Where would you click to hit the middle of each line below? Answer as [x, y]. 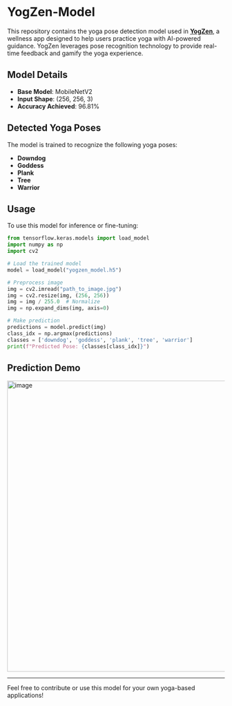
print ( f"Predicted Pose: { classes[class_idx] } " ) [78, 346]
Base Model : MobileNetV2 [55, 91]
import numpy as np [35, 245]
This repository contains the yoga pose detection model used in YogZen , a [113, 31]
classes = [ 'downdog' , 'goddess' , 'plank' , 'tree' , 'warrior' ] [100, 340]
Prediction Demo [44, 368]
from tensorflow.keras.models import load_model [78, 238]
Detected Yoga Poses [54, 128]
